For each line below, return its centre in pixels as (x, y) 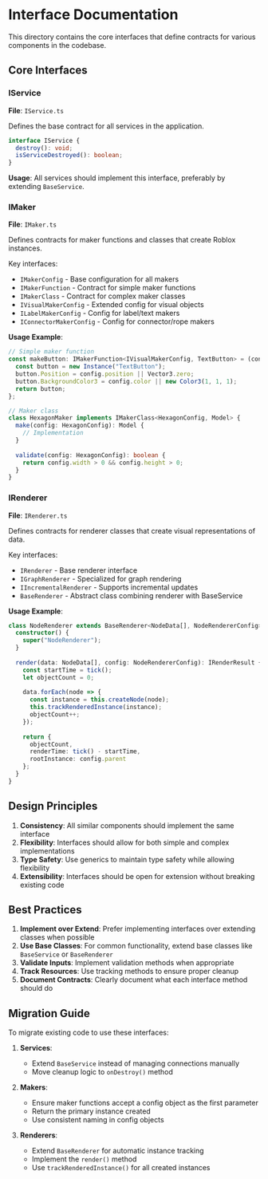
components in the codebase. (57, 45)
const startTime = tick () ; (67, 670)
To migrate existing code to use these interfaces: (89, 1033)
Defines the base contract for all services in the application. (106, 126)
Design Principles (53, 806)
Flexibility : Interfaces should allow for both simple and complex (124, 842)
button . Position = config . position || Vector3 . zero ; (105, 374)
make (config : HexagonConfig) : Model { (80, 426)
